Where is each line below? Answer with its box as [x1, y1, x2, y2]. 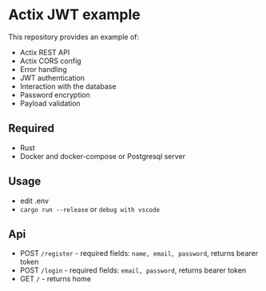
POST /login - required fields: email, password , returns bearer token [19, 265, 247, 275]
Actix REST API [19, 47, 70, 57]
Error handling [19, 64, 67, 74]
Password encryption [19, 90, 90, 99]
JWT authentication [19, 73, 85, 82]
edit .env [19, 196, 50, 205]
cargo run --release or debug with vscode [19, 204, 161, 213]
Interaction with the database [19, 82, 117, 91]
